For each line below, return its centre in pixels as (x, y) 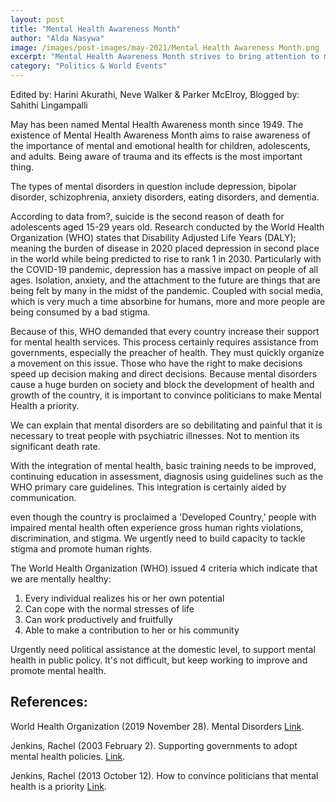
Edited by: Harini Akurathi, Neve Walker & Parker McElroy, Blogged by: (155, 94)
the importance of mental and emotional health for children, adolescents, (160, 145)
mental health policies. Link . (68, 756)
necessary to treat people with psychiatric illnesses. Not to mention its (155, 435)
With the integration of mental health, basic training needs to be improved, (163, 465)
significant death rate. (55, 446)
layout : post (37, 19)
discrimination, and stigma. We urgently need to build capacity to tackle (158, 538)
